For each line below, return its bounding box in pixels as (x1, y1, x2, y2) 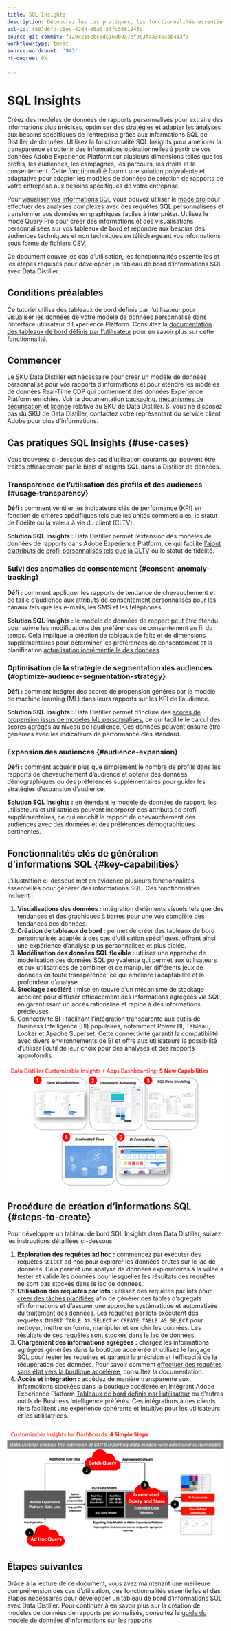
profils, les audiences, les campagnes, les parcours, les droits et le (7, 159, 196, 168)
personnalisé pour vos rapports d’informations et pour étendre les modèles (7, 380, 220, 389)
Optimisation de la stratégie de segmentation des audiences (7, 663, 212, 672)
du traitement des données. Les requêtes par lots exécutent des (16, 1309, 199, 1318)
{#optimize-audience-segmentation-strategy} (7, 672, 166, 681)
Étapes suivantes (7, 1561, 83, 1573)
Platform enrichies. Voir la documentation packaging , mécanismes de (7, 395, 204, 403)
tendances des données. (16, 919, 88, 928)
